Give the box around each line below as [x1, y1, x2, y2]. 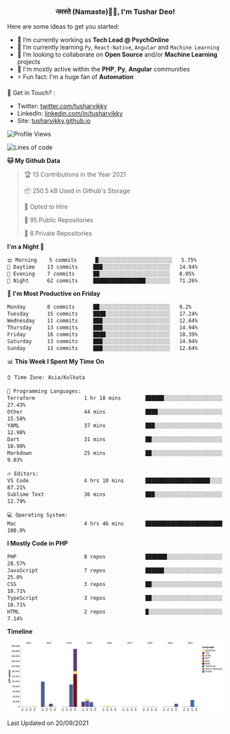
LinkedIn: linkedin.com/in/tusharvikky [16, 109, 124, 118]
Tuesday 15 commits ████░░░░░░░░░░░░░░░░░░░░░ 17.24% [7, 310, 198, 318]
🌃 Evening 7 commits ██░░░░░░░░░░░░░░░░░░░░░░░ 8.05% [7, 270, 195, 278]
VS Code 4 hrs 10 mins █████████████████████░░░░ [7, 477, 223, 484]
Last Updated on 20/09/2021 [7, 719, 89, 727]
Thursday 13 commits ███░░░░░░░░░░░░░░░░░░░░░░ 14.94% [7, 324, 198, 332]
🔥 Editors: [7, 471, 39, 477]
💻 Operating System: [7, 512, 69, 519]
